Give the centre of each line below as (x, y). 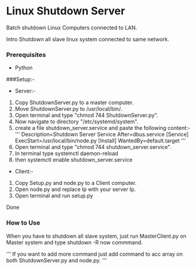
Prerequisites (26, 54)
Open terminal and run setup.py (54, 196)
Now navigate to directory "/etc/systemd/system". (76, 122)
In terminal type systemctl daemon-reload (66, 153)
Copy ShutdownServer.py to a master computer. (74, 102)
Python (24, 68)
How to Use (23, 223)
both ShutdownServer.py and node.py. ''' (57, 260)
